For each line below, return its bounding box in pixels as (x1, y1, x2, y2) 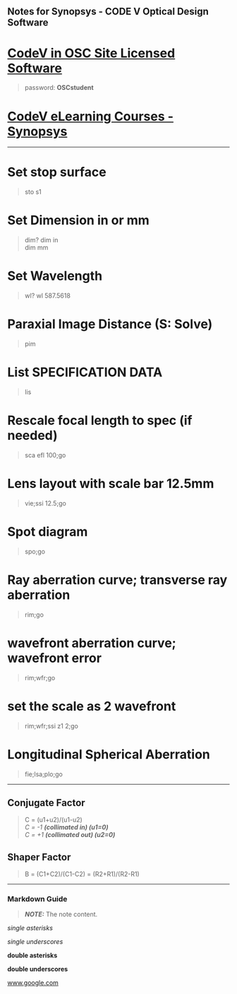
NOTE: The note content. (24, 910, 98, 918)
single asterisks (7, 924, 53, 932)
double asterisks (7, 951, 58, 960)
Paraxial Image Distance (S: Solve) (7, 316, 213, 332)
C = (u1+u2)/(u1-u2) (24, 816, 83, 824)
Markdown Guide (7, 894, 68, 904)
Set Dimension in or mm (7, 212, 150, 228)
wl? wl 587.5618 (24, 291, 71, 300)
